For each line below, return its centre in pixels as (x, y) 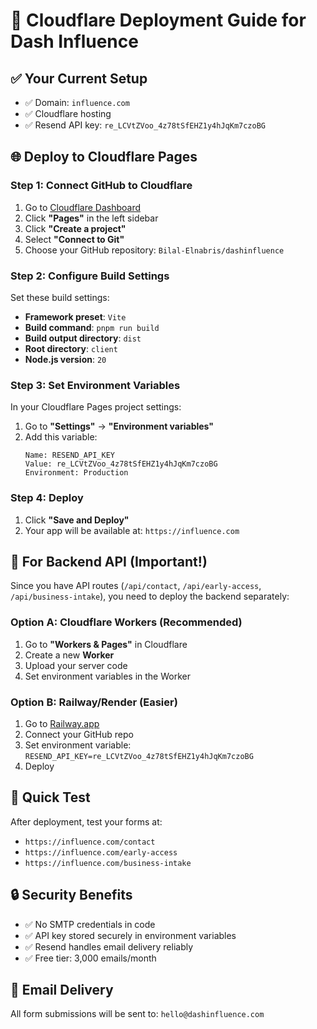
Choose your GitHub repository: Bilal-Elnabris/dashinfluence (154, 250)
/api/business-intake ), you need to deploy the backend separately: (150, 596)
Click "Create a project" (75, 228)
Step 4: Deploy (47, 498)
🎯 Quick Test (50, 797)
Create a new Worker (69, 655)
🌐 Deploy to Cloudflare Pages (104, 157)
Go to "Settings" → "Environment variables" (119, 426)
